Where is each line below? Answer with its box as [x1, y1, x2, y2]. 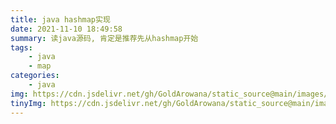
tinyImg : [10, 98, 47, 108]
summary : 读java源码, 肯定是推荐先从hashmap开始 [10, 33, 199, 43]
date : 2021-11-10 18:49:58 [10, 24, 123, 34]
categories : [10, 71, 60, 81]
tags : [10, 42, 33, 53]
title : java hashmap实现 [10, 14, 111, 25]
